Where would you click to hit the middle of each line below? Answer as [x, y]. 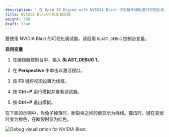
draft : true [18, 24]
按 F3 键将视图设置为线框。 [41, 81]
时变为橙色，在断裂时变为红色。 [38, 119]
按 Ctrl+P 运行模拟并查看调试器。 [47, 92]
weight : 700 [18, 19]
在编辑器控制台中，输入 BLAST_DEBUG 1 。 [57, 60]
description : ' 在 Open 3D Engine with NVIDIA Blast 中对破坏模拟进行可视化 [83, 10]
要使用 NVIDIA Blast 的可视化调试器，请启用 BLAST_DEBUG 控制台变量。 [77, 38]
